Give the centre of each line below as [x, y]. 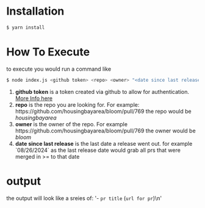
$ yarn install [26, 27]
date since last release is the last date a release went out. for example [104, 143]
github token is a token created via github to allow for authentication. [102, 91]
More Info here [34, 98]
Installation [35, 11]
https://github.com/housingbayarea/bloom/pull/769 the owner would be [106, 131]
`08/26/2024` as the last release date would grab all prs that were [98, 150]
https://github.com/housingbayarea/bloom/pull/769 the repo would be [103, 111]
